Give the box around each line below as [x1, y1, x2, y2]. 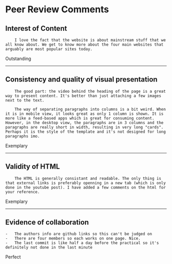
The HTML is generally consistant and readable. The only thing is [14, 176, 161, 181]
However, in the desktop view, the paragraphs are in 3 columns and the [5, 120, 164, 125]
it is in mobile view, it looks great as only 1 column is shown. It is [5, 111, 164, 116]
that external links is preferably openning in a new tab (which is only [5, 180, 166, 186]
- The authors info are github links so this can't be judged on [5, 232, 153, 237]
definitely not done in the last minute [5, 245, 93, 250]
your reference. [5, 189, 40, 194]
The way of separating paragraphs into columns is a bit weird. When [14, 107, 166, 112]
